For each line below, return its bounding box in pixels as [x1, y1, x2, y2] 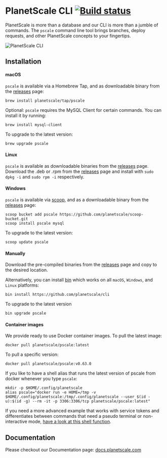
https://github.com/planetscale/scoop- [59, 211, 144, 217]
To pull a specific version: [5, 351, 59, 358]
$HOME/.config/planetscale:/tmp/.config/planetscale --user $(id [5, 394, 146, 400]
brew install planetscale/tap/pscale [5, 98, 85, 103]
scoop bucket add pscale [5, 211, 58, 217]
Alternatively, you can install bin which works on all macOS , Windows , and [5, 277, 153, 283]
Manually [5, 250, 25, 256]
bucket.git [5, 216, 28, 221]
